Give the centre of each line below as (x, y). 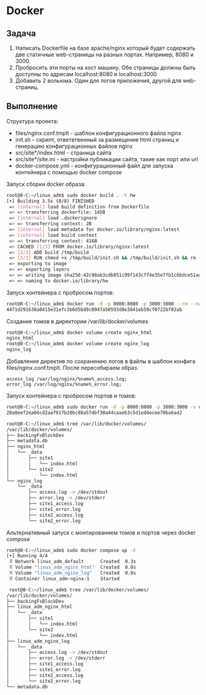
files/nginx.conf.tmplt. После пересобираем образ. (73, 368)
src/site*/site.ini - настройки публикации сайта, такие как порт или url (106, 159)
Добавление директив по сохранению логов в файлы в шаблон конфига (101, 361)
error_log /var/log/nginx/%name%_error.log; (64, 385)
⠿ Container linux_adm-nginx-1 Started (64, 578)
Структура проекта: (32, 121)
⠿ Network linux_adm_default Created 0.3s (73, 562)
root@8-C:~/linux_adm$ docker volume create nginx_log (78, 344)
